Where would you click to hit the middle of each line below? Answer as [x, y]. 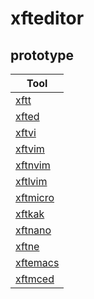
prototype [42, 55]
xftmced [35, 279]
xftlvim [31, 181]
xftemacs [37, 262]
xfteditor [47, 18]
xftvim [30, 149]
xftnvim [33, 165]
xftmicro [35, 197]
